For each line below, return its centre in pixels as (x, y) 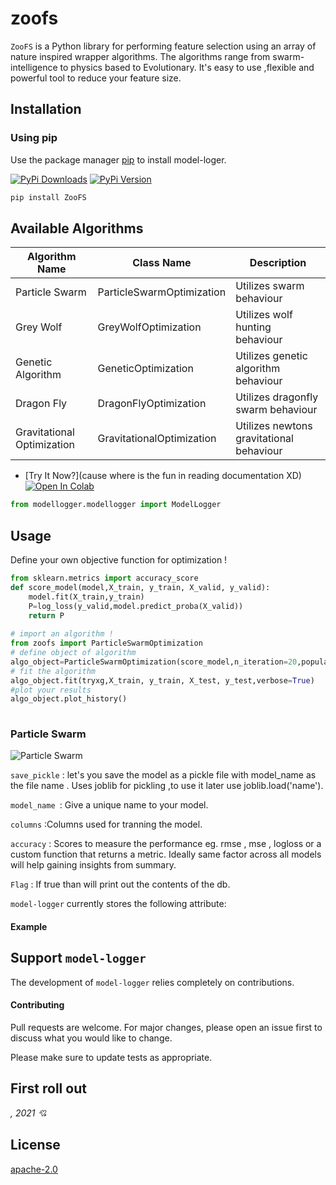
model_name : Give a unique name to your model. (109, 805)
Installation (46, 109)
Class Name (162, 263)
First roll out (48, 1088)
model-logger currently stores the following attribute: (118, 904)
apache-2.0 (34, 1169)
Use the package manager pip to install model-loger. (118, 159)
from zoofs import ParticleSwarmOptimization (106, 643)
